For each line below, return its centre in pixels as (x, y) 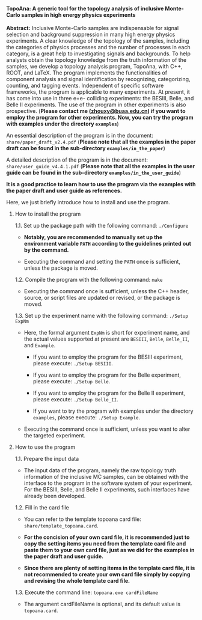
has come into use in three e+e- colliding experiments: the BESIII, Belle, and (100, 99)
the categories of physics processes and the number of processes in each (98, 47)
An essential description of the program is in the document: (80, 136)
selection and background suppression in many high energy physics (91, 35)
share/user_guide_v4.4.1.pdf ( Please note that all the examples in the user (101, 166)
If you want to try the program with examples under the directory (113, 411)
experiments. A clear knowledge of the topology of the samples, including (98, 41)
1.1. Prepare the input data (47, 459)
